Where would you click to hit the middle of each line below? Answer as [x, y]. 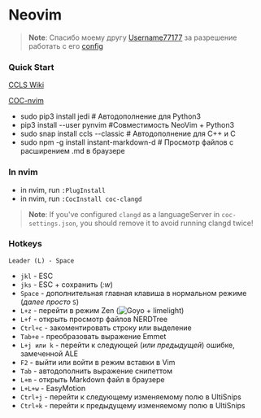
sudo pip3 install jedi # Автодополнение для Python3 [111, 116]
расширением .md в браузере [73, 151]
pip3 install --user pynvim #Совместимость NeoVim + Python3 [127, 125]
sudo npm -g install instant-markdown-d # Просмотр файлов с [127, 142]
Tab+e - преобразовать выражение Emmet [93, 336]
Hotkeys [25, 244]
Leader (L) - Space [41, 261]
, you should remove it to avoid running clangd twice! [165, 223]
